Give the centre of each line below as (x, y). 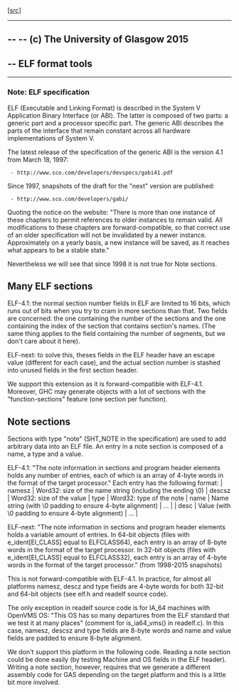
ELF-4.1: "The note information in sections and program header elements (114, 468)
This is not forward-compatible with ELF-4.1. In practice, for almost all (109, 579)
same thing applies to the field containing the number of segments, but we (116, 334)
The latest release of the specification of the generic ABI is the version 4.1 (115, 152)
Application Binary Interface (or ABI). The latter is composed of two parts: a (118, 115)
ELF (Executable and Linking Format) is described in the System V (104, 108)
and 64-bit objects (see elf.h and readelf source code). (88, 594)
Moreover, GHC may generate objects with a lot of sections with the (107, 392)
